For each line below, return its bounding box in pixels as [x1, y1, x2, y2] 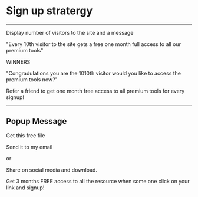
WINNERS [6, 58, 31, 65]
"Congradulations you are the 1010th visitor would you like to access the [6, 70, 181, 77]
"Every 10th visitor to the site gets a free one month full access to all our [6, 40, 181, 48]
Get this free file [6, 132, 45, 139]
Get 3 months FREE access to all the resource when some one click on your [6, 178, 190, 185]
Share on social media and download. [6, 166, 97, 173]
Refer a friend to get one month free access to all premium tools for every [6, 87, 185, 94]
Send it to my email [6, 143, 53, 150]
